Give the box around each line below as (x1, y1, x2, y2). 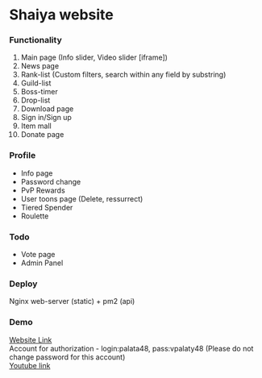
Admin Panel (20, 258, 64, 268)
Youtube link (9, 360, 51, 370)
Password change (20, 177, 81, 186)
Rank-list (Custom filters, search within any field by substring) (20, 70, 227, 80)
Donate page (20, 130, 64, 139)
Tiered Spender (20, 202, 73, 212)
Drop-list (20, 95, 51, 106)
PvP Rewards (20, 185, 65, 195)
